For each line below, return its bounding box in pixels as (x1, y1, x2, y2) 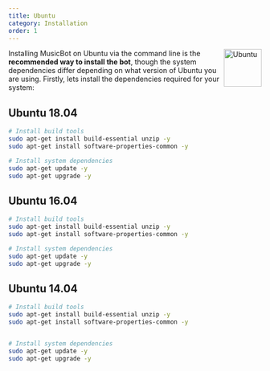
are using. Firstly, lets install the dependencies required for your (8, 74, 219, 84)
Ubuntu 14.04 (8, 282, 78, 296)
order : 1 (8, 26, 38, 35)
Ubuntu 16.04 (8, 194, 78, 207)
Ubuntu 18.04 (8, 106, 78, 120)
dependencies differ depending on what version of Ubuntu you (8, 66, 217, 75)
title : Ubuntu (8, 11, 56, 20)
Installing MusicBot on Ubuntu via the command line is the (8, 49, 201, 59)
